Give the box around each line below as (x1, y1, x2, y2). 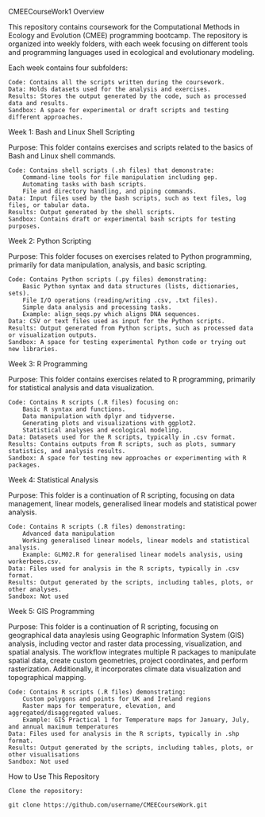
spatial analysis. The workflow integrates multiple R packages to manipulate (8, 647, 256, 656)
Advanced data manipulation (22, 530, 115, 537)
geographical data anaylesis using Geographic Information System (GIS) (8, 631, 244, 639)
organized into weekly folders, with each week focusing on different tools (8, 39, 248, 49)
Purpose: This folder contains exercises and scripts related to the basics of (8, 143, 254, 152)
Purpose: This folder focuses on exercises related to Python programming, (8, 252, 252, 261)
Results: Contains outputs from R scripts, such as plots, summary (8, 440, 236, 448)
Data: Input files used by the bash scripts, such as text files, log (8, 194, 247, 202)
